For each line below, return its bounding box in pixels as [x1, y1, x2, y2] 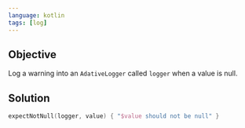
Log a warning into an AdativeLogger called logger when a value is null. [8, 68, 238, 79]
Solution [8, 91, 50, 104]
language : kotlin [8, 11, 65, 20]
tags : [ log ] [8, 19, 47, 27]
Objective [8, 48, 57, 61]
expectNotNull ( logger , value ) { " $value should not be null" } [8, 112, 220, 120]
